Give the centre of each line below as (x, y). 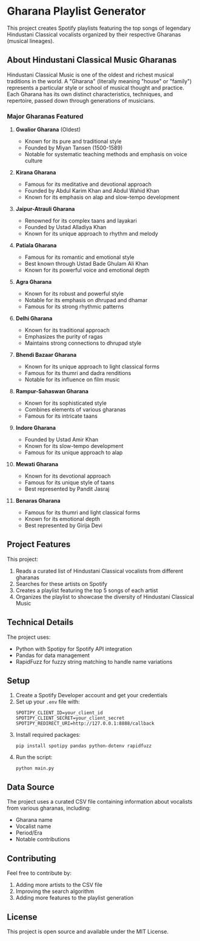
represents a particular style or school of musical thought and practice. (95, 88)
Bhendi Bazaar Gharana (46, 355)
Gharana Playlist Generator (76, 11)
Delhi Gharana (34, 319)
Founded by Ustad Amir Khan (62, 439)
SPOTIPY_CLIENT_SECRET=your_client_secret (70, 719)
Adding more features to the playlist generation (75, 898)
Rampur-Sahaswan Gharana (52, 391)
